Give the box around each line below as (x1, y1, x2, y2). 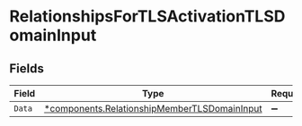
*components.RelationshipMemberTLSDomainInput (43, 103, 262, 114)
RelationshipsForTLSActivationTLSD (9, 6, 286, 27)
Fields (9, 61, 45, 76)
